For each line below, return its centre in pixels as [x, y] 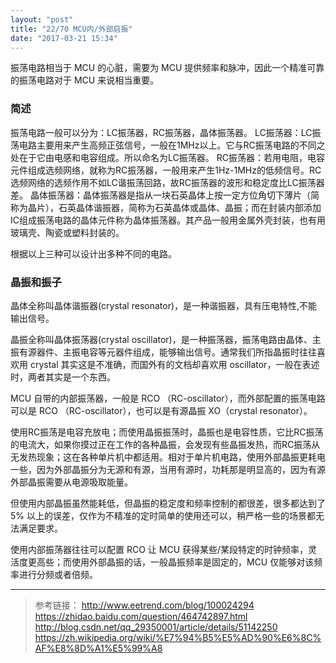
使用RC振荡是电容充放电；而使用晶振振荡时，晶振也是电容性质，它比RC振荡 [167, 432]
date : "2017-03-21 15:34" [64, 38]
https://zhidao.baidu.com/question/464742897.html [141, 616]
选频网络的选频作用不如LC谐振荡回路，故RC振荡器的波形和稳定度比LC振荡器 [167, 182]
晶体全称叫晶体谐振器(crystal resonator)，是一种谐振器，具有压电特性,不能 [164, 305]
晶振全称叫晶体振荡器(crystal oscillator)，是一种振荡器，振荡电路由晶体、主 [166, 339]
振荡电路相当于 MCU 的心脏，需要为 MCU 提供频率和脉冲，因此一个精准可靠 [167, 68]
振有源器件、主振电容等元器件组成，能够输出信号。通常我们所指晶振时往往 [163, 352]
